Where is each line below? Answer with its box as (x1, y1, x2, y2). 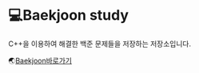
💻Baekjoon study (8, 6, 129, 25)
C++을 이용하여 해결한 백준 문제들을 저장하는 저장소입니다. (8, 39, 192, 48)
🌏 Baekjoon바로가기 (8, 56, 72, 65)
